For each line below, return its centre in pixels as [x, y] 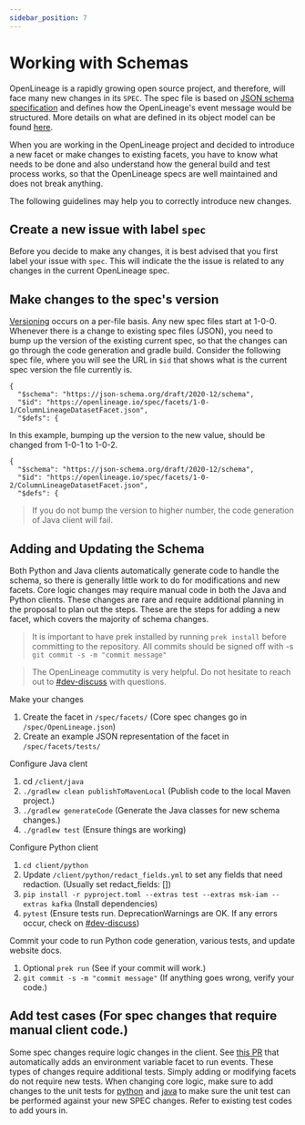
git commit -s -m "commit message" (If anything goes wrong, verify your [158, 977]
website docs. [36, 950]
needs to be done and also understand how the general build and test [140, 164]
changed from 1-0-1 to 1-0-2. [64, 445]
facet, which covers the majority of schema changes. [109, 619]
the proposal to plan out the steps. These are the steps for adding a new [145, 609]
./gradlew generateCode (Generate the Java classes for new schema [151, 810]
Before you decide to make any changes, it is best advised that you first [144, 251]
